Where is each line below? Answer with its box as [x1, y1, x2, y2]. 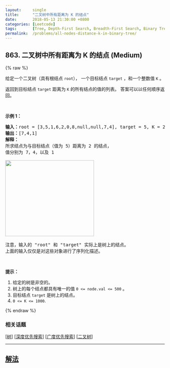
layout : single [5, 7, 47, 13]
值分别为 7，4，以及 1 [5, 149, 55, 155]
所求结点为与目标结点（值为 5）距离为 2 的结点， [5, 143, 112, 149]
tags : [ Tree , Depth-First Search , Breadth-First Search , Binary [5, 26, 157, 31]
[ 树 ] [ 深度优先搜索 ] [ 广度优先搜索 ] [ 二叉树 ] [5, 334, 93, 340]
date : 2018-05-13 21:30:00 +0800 [5, 17, 90, 22]
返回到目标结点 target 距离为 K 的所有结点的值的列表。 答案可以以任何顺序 [5, 86, 160, 92]
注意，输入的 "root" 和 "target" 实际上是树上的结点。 [5, 242, 129, 247]
